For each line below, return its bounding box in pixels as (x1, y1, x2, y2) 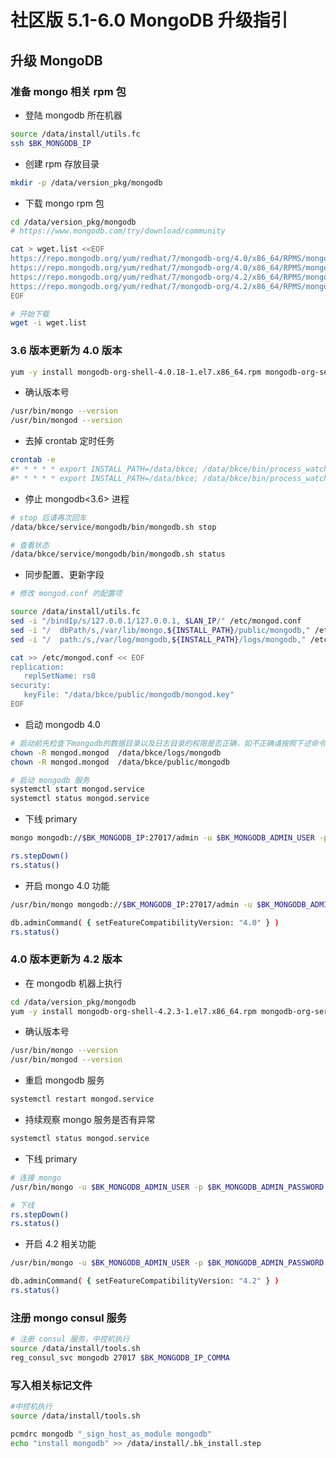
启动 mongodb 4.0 (24, 718, 101, 730)
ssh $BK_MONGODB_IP (10, 138, 92, 148)
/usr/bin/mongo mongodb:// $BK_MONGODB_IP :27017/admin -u (10, 899, 253, 910)
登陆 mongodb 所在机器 (24, 109, 123, 121)
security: (10, 681, 52, 691)
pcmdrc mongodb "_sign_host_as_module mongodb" (10, 1429, 213, 1439)
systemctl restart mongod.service (10, 1094, 155, 1105)
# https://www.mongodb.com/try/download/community (10, 226, 226, 236)
